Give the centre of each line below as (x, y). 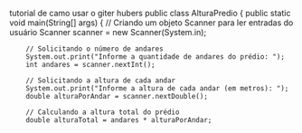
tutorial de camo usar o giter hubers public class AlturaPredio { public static (150, 13)
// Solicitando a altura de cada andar (101, 81)
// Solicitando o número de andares (95, 49)
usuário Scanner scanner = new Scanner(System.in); (108, 32)
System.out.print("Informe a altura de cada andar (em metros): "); (157, 89)
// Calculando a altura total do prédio (103, 112)
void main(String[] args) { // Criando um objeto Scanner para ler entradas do (151, 23)
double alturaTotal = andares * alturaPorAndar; (119, 120)
